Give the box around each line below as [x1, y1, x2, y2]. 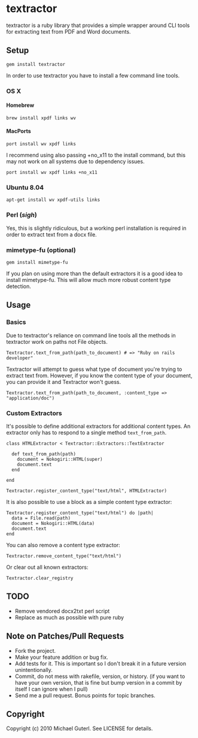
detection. [6, 283, 32, 290]
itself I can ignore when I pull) [14, 685, 88, 692]
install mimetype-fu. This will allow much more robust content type [6, 276, 171, 283]
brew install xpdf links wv [6, 115, 77, 121]
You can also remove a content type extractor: [6, 541, 121, 548]
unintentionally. [14, 666, 53, 673]
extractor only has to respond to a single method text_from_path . [6, 428, 167, 436]
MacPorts [6, 128, 31, 135]
